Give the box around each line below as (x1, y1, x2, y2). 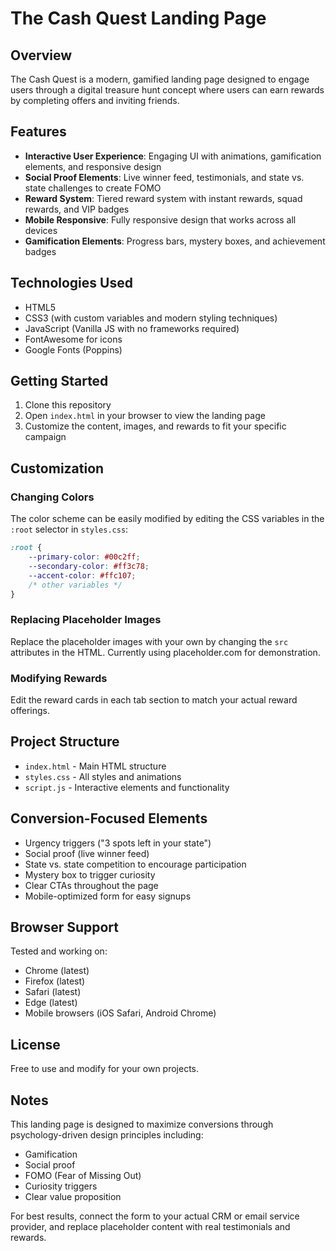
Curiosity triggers (24, 1180, 98, 1192)
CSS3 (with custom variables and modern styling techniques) (24, 312, 278, 324)
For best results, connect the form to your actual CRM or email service (10, 1210, 300, 1222)
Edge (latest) (24, 997, 78, 1009)
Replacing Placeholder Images (10, 613, 162, 627)
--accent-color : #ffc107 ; (28, 570, 137, 581)
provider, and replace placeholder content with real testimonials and (10, 1221, 291, 1233)
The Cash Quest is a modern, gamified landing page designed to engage (10, 73, 310, 85)
